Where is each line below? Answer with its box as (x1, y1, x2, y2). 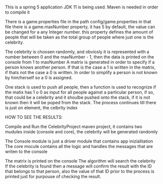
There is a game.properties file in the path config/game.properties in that (5, 19, 152, 24)
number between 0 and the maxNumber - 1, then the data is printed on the (5, 54, 154, 60)
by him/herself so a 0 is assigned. (5, 75, 73, 80)
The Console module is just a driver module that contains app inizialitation (5, 138, 153, 144)
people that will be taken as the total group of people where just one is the (5, 34, 154, 40)
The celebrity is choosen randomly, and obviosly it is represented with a (5, 49, 149, 55)
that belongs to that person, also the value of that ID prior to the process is (5, 168, 155, 174)
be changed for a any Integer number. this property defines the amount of (5, 29, 153, 35)
